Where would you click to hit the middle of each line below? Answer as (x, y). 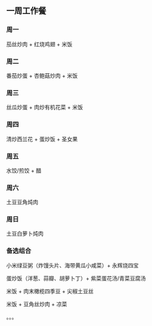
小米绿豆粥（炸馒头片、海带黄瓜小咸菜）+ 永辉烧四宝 (73, 265)
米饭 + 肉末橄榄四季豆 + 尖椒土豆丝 (50, 291)
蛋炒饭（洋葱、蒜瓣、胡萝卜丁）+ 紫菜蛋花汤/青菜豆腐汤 (76, 278)
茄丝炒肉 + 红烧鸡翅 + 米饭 (39, 44)
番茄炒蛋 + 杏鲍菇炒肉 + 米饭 (42, 75)
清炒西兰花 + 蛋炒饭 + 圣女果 (42, 139)
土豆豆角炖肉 (22, 202)
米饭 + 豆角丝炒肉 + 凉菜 (37, 304)
